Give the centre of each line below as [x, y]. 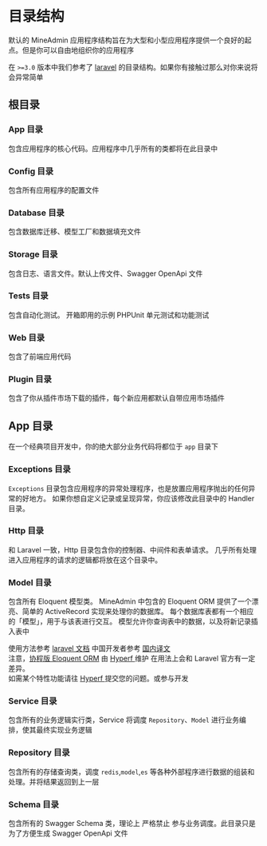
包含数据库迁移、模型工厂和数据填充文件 [75, 232]
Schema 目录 [34, 804]
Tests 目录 [29, 296]
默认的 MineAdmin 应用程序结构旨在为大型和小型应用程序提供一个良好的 [127, 40]
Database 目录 [37, 213]
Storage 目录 [33, 254]
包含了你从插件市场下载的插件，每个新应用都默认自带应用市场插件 [116, 398]
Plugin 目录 [30, 379]
